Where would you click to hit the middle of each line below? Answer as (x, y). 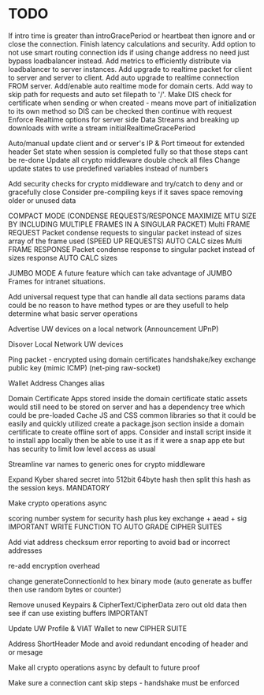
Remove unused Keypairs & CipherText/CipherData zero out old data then (127, 604)
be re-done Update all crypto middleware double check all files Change (124, 160)
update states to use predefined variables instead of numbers (108, 168)
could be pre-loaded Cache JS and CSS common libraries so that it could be (132, 415)
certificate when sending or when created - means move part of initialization (132, 103)
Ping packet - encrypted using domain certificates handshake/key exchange (132, 359)
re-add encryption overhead (54, 565)
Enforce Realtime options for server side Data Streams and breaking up (124, 119)
